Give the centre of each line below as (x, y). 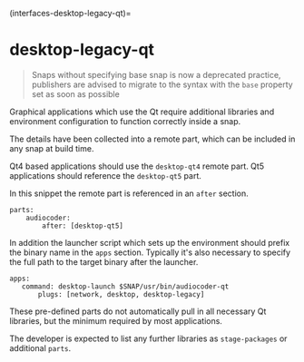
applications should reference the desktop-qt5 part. (106, 175)
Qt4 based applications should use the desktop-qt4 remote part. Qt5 (137, 166)
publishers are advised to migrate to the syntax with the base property (162, 84)
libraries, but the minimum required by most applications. (116, 320)
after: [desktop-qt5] (83, 226)
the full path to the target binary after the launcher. (104, 261)
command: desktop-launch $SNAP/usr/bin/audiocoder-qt (125, 286)
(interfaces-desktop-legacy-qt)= (70, 13)
